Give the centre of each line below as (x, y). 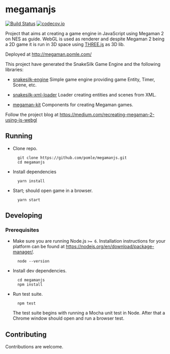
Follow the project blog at (32, 114)
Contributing (26, 334)
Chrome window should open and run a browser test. (68, 318)
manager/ (23, 252)
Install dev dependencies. (40, 271)
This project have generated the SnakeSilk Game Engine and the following (83, 64)
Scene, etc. (24, 85)
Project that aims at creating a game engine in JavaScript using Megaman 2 (85, 33)
